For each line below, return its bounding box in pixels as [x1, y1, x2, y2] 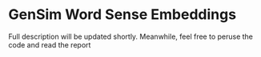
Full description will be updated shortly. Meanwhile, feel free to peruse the [8, 32, 254, 41]
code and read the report [8, 40, 91, 49]
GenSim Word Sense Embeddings [8, 6, 237, 24]
